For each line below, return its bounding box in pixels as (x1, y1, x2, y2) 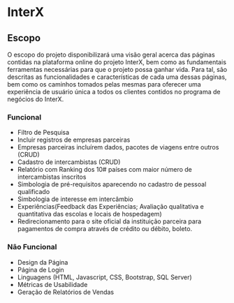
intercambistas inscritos (17, 172, 87, 182)
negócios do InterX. (7, 95, 64, 103)
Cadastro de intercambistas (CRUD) (17, 158, 121, 166)
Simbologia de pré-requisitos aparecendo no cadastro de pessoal (17, 180, 207, 189)
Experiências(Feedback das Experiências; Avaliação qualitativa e (17, 202, 205, 211)
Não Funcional (7, 242, 57, 252)
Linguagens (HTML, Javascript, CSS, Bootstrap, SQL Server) (17, 273, 192, 281)
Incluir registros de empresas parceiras (17, 135, 131, 144)
